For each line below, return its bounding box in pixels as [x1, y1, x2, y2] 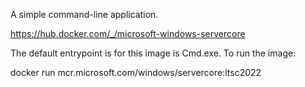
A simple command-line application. [10, 9, 159, 20]
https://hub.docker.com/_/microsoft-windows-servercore [10, 28, 246, 39]
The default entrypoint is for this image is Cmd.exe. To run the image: [10, 47, 297, 59]
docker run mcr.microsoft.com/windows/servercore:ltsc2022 [10, 67, 262, 78]
